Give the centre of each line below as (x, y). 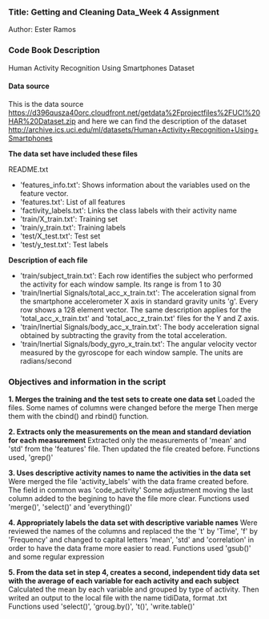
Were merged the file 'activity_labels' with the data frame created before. (129, 482)
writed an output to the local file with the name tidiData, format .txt (118, 598)
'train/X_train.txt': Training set (69, 218)
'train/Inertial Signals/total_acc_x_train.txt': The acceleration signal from (138, 292)
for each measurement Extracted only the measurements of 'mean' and (127, 441)
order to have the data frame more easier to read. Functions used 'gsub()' (130, 548)
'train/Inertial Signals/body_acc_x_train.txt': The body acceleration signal (139, 327)
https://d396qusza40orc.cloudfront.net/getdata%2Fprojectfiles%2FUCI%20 (134, 112)
